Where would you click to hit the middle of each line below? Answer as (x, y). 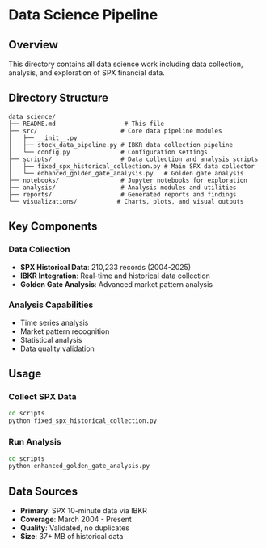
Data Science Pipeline (83, 15)
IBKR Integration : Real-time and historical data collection (115, 276)
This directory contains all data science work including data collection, (126, 64)
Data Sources (43, 491)
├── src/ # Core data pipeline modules (115, 131)
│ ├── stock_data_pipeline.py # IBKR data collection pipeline (120, 145)
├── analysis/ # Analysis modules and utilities (122, 188)
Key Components (53, 227)
